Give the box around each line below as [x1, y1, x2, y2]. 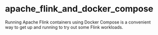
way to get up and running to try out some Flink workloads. [5, 24, 123, 30]
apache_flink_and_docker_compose [5, 3, 154, 14]
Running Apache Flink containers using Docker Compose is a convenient [5, 19, 151, 25]
